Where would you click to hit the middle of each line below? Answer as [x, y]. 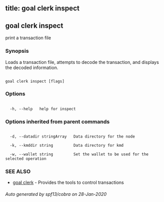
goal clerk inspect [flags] [35, 81]
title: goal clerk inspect [42, 8]
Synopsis [17, 51]
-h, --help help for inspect [43, 109]
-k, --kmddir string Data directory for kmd [67, 146]
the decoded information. [32, 68]
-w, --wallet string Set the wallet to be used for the [79, 154]
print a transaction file [28, 38]
